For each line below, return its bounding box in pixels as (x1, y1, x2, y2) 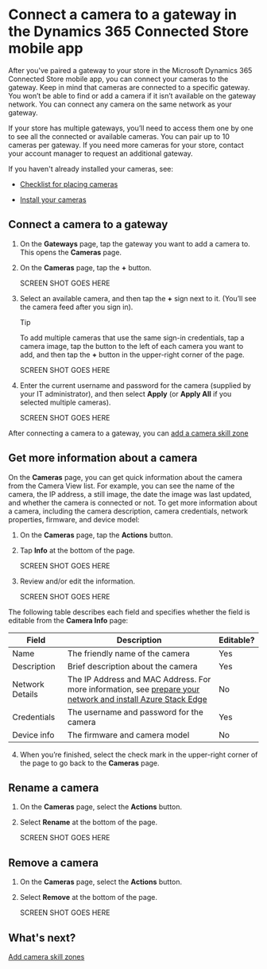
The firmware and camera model (67, 729, 190, 740)
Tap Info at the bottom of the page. (19, 545, 135, 555)
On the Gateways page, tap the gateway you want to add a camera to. (19, 238, 250, 248)
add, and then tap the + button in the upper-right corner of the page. (19, 350, 245, 359)
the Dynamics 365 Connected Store (8, 22, 249, 41)
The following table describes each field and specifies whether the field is (8, 607, 250, 617)
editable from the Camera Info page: (8, 615, 129, 625)
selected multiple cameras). (19, 397, 111, 407)
